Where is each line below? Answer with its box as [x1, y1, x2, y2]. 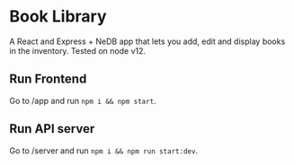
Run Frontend [9, 72, 87, 87]
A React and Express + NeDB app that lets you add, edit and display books [9, 36, 286, 47]
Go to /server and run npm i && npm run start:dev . [9, 145, 199, 156]
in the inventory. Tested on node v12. [9, 45, 147, 56]
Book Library [9, 6, 107, 27]
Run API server [9, 121, 95, 136]
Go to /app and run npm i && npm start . [9, 95, 156, 106]
